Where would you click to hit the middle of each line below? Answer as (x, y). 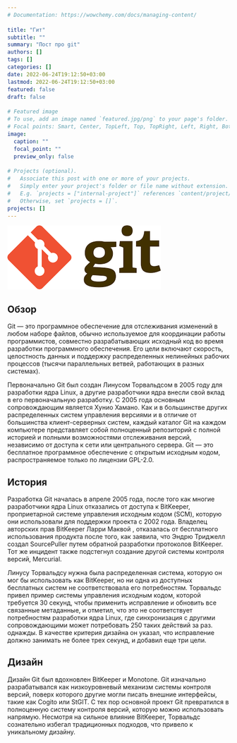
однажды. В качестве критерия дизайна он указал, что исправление (111, 633)
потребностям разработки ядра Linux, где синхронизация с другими (111, 618)
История (27, 482)
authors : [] (25, 52)
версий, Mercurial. (35, 559)
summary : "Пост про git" (44, 45)
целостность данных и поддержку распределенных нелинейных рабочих (119, 356)
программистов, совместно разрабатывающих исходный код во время (116, 342)
